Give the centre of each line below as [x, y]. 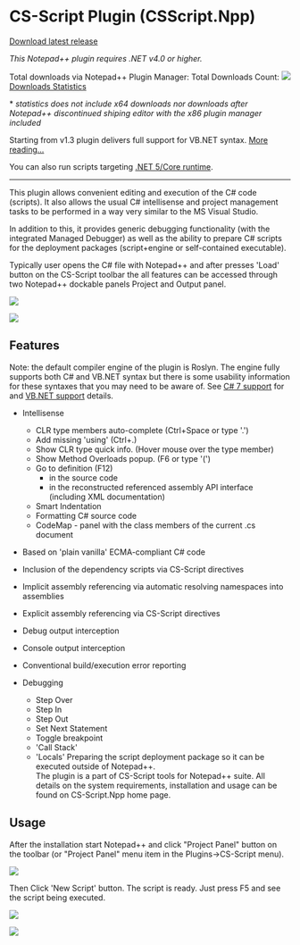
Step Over [54, 699]
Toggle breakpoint [69, 738]
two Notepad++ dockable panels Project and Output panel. [118, 284]
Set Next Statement [71, 728]
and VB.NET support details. [62, 396]
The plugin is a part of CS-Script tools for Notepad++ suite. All [150, 775]
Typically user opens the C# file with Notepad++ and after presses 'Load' [144, 264]
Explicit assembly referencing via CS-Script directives [121, 613]
